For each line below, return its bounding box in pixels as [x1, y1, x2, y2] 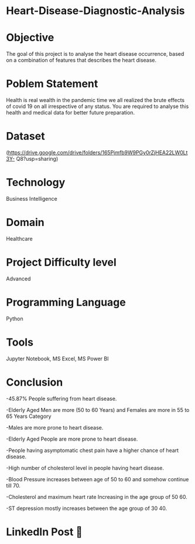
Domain [6, 216, 45, 229]
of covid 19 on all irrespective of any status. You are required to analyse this [6, 103, 189, 110]
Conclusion [6, 376, 63, 388]
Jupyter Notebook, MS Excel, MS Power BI [6, 355, 109, 362]
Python [6, 315, 23, 322]
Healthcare [6, 235, 33, 242]
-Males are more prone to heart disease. [6, 424, 104, 431]
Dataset [6, 130, 45, 143]
